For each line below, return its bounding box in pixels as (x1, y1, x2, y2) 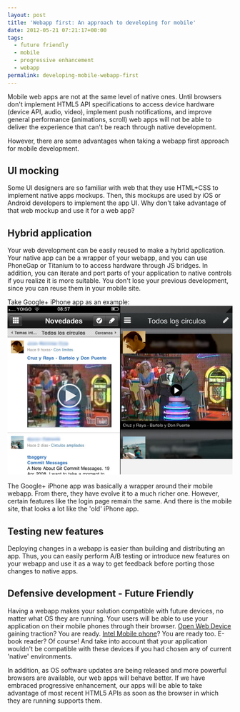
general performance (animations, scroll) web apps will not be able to (7, 115, 212, 124)
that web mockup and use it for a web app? (7, 206, 135, 215)
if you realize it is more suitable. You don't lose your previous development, (7, 276, 229, 285)
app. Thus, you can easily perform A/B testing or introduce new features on (7, 552, 230, 561)
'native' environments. (7, 652, 73, 661)
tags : (7, 34, 24, 41)
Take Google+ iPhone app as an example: (7, 298, 130, 306)
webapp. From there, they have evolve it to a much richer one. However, (7, 489, 220, 498)
